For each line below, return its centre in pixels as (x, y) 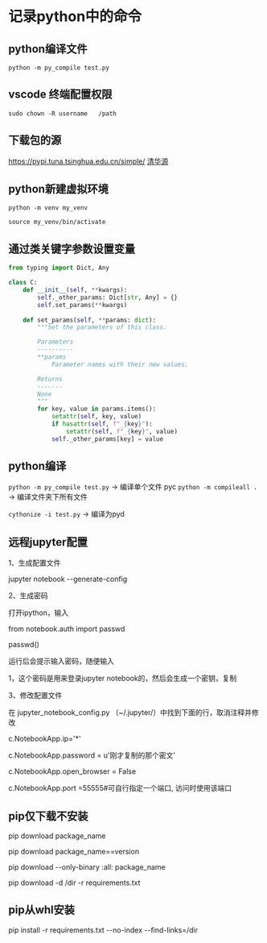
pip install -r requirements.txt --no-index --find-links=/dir (103, 930)
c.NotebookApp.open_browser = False (72, 771)
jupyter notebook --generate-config (68, 579)
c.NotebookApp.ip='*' (45, 739)
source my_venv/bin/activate (57, 222)
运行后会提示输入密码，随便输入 (61, 661)
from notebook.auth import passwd (67, 629)
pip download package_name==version (74, 852)
